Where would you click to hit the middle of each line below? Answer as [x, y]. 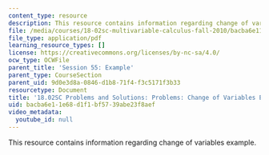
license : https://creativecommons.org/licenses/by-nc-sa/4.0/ [114, 53]
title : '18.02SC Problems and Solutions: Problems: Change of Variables [132, 97]
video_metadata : [35, 113]
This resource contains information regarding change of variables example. [132, 142]
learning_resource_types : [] [57, 46]
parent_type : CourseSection [55, 75]
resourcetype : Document [48, 90]
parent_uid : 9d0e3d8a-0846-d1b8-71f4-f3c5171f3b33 [94, 82]
